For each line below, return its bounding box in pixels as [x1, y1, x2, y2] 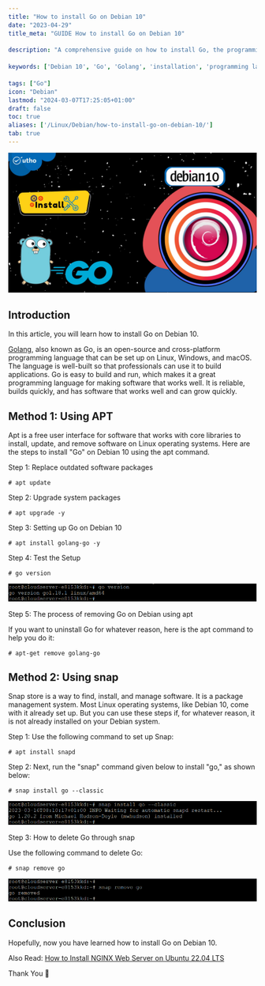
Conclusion [8, 917, 66, 931]
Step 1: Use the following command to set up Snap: [8, 732, 174, 742]
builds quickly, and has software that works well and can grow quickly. [8, 387, 238, 396]
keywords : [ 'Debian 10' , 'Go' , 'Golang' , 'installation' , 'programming [8, 63, 248, 71]
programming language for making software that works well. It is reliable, [8, 378, 246, 387]
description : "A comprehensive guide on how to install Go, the [8, 46, 224, 55]
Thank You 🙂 [8, 969, 50, 978]
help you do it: [8, 633, 55, 642]
